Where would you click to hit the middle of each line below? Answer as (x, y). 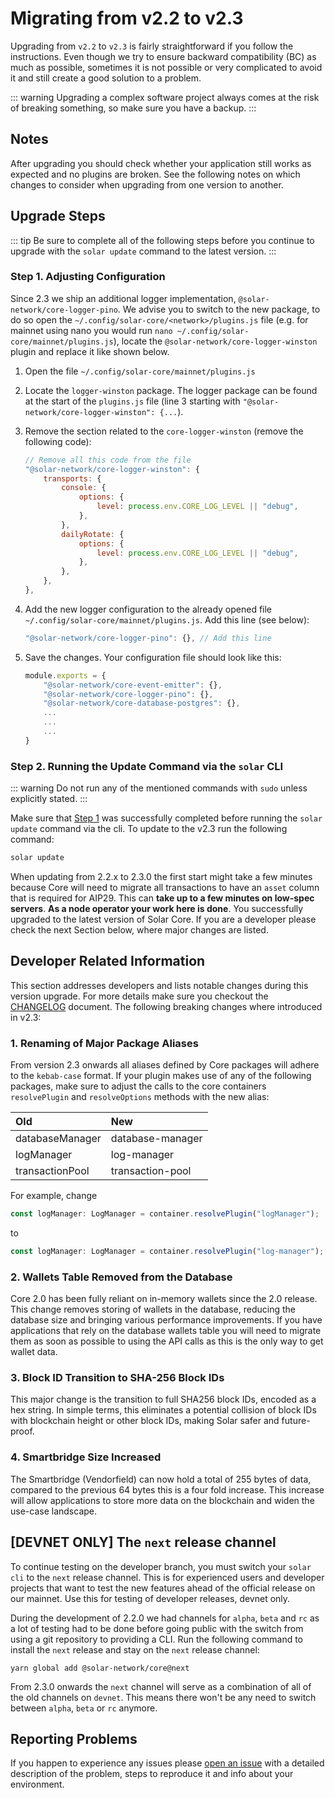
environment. (37, 1784)
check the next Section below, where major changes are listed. (139, 930)
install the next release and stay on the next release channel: (135, 1649)
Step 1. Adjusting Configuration (88, 277)
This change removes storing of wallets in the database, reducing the (153, 1309)
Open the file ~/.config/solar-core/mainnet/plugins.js (140, 371)
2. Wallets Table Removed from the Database (121, 1277)
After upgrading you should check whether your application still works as (161, 163)
